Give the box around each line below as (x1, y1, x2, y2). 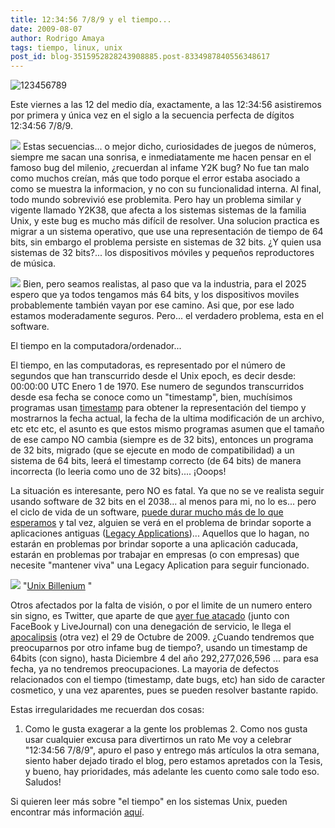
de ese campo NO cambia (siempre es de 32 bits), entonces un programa (10, 434, 314, 446)
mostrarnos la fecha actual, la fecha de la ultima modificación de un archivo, (10, 412, 325, 425)
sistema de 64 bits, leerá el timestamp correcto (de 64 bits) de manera (10, 455, 302, 467)
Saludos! (24, 776, 62, 788)
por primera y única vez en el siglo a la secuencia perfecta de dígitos (10, 109, 295, 121)
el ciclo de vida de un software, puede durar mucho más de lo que (10, 506, 284, 518)
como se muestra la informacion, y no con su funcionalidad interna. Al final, (10, 183, 322, 195)
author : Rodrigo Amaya (10, 33, 105, 43)
